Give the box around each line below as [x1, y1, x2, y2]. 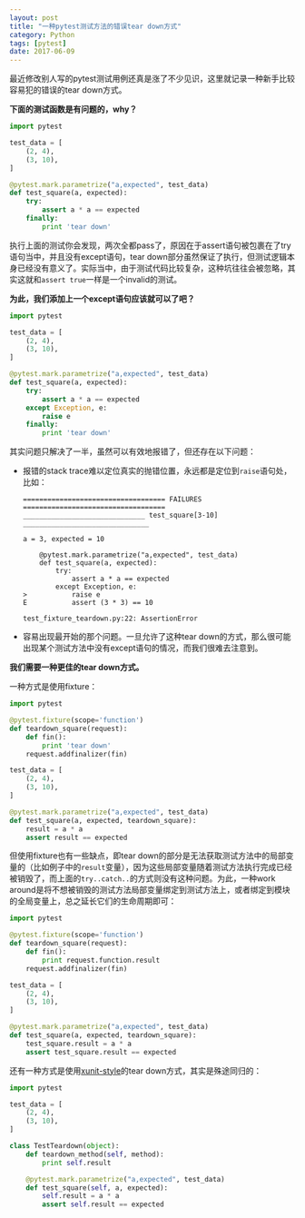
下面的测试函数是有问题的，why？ [9, 104, 138, 114]
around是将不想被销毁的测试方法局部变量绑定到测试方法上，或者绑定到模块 [9, 885, 290, 896]
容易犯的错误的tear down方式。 [9, 84, 127, 95]
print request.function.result [42, 956, 161, 965]
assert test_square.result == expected [25, 1047, 177, 1056]
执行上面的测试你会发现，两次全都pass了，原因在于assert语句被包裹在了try [9, 240, 292, 251]
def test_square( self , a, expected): [25, 1183, 169, 1193]
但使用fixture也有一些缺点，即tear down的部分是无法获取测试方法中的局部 [9, 850, 286, 861]
